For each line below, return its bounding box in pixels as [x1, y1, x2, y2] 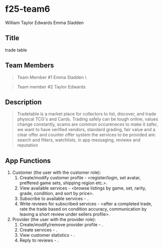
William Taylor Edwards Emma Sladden [5, 20, 84, 26]
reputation [17, 142, 38, 148]
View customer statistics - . [19, 232, 75, 238]
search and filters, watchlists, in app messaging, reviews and [17, 137, 141, 143]
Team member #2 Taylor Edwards [17, 83, 86, 89]
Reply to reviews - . [19, 237, 59, 244]
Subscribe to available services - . [19, 195, 89, 202]
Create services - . [19, 227, 57, 233]
